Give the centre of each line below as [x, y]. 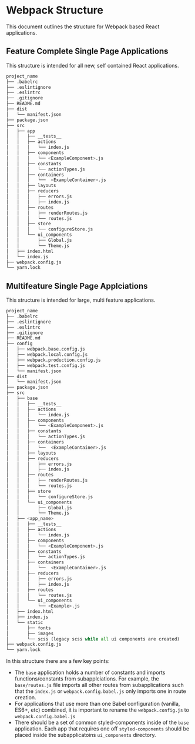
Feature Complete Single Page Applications [87, 51]
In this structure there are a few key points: [58, 661]
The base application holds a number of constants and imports [90, 673]
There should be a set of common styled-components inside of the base [102, 723]
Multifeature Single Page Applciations [77, 286]
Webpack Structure [55, 10]
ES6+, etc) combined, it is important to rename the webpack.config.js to [102, 710]
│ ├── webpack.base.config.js [46, 349]
